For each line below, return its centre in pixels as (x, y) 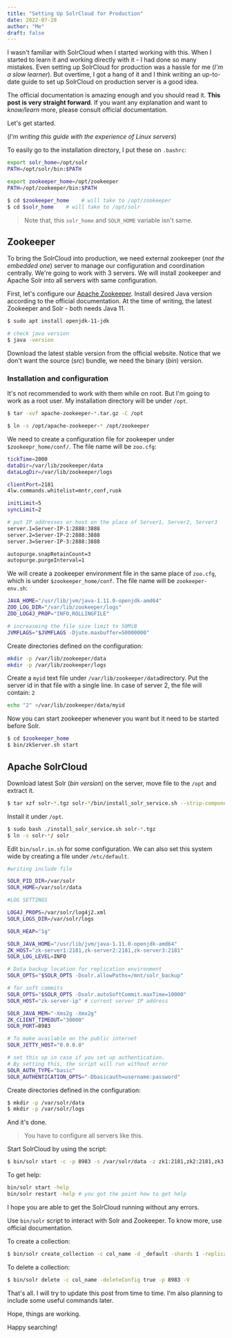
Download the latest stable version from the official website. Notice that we (114, 353)
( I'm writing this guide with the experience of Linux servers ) (92, 137)
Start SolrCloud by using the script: (57, 1149)
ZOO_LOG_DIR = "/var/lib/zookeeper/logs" (65, 608)
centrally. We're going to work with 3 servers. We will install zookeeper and (114, 273)
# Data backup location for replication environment (85, 969)
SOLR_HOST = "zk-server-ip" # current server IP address (88, 1001)
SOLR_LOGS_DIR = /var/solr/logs (51, 919)
